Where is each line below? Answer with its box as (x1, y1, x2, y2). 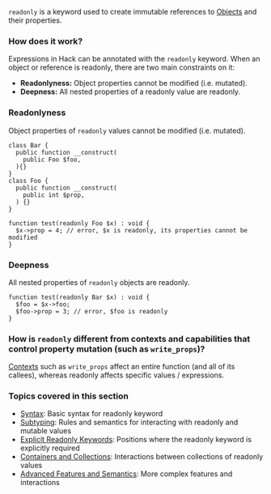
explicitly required (19, 443, 81, 453)
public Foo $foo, (23, 155, 82, 164)
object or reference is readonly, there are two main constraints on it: (8, 62, 235, 72)
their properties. (8, 15, 62, 25)
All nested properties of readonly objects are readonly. (8, 277, 190, 287)
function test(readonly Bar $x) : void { (8, 293, 150, 301)
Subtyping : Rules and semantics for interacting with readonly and (19, 417, 239, 428)
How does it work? (8, 36, 83, 47)
